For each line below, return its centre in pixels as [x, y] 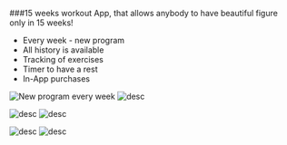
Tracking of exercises [63, 59]
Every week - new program [74, 40]
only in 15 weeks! [42, 23]
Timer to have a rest [60, 69]
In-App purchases [56, 79]
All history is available [63, 50]
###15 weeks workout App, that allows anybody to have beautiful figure [144, 13]
